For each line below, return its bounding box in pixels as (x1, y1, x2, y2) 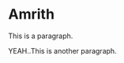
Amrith (8, 5, 55, 23)
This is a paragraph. (8, 31, 73, 40)
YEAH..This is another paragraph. (8, 46, 117, 55)
